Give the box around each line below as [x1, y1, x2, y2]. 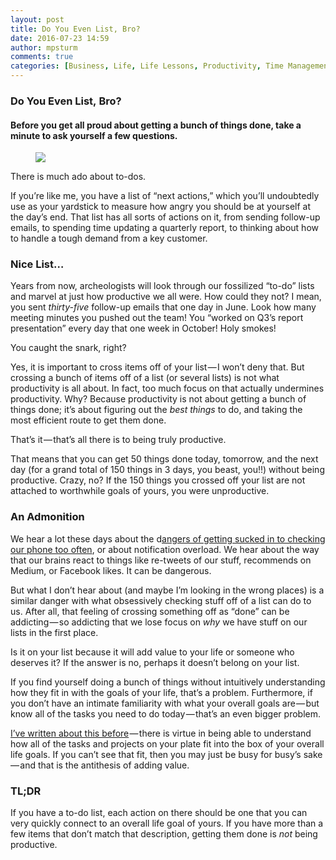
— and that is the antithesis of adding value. [10, 759, 190, 771]
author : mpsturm [10, 42, 78, 53]
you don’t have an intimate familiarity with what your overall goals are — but [10, 697, 320, 709]
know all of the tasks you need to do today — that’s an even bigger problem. [10, 707, 321, 720]
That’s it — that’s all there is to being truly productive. [10, 434, 227, 446]
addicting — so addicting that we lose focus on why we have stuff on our [10, 616, 308, 628]
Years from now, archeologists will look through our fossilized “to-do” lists [10, 280, 315, 292]
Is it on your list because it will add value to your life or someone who [10, 646, 295, 658]
